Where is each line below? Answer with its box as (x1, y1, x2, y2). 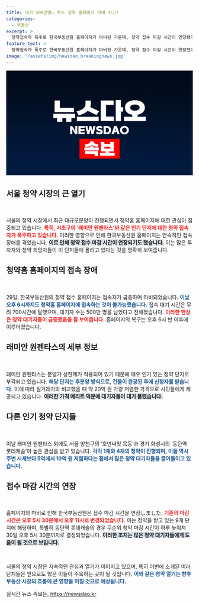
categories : (6, 15, 36, 22)
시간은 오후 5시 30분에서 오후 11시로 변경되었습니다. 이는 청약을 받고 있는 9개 (6, 517, 184, 524)
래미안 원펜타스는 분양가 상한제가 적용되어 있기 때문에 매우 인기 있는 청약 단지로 (6, 370, 190, 378)
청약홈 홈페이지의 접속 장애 (6, 265, 98, 275)
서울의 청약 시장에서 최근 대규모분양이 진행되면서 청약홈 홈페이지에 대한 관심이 (6, 217, 187, 224)
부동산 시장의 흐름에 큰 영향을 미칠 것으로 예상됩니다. (6, 578, 127, 585)
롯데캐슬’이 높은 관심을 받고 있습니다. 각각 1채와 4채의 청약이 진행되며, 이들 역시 (6, 447, 189, 454)
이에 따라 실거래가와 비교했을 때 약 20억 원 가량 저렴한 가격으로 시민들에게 (14, 385, 185, 392)
